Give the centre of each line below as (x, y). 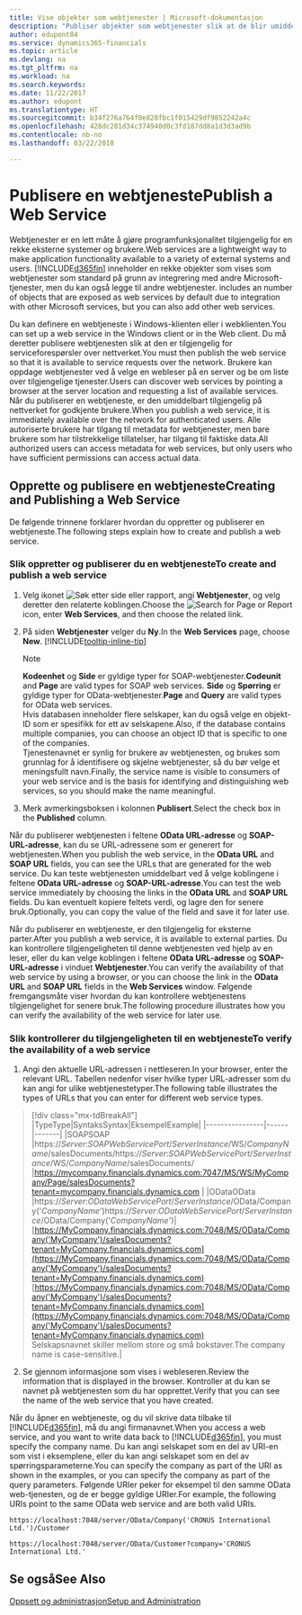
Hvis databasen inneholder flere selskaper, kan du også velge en (142, 714)
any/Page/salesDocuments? (83, 1182)
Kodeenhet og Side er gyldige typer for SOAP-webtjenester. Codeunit (151, 676)
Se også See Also (58, 1579)
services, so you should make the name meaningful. (119, 790)
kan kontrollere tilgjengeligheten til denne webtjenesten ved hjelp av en (141, 948)
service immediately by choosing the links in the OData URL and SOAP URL (149, 893)
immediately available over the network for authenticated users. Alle (135, 419)
